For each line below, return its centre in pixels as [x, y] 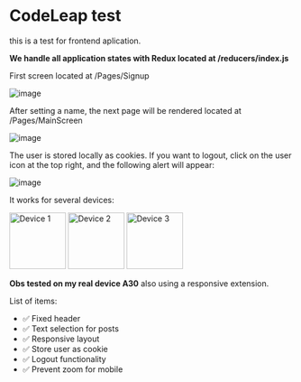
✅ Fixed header [51, 318]
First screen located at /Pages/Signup [80, 75]
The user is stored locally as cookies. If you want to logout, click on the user [150, 155]
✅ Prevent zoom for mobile [73, 369]
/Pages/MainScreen [46, 120]
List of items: [33, 301]
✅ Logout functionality [64, 359]
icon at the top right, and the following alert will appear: [112, 164]
